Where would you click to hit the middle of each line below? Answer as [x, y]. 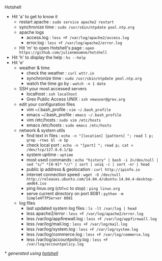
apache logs [32, 32]
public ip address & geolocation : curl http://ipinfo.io [83, 169]
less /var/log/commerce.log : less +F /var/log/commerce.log [88, 234]
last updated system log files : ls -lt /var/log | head [81, 208]
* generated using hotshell [31, 253]
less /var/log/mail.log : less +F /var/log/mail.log [77, 224]
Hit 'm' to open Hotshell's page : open [56, 48]
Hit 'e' [18, 63]
